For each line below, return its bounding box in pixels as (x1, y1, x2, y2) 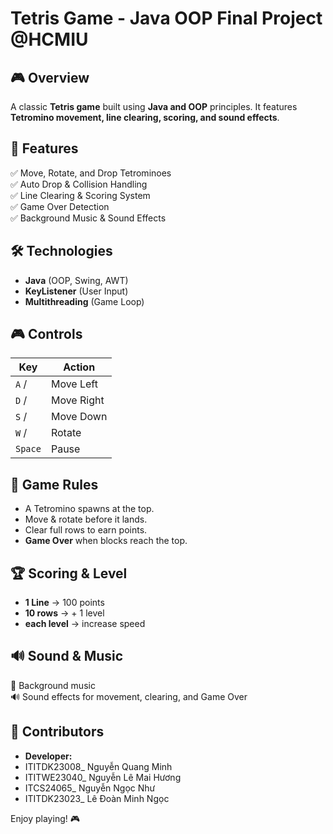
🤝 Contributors (10, 723, 105, 741)
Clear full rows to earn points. (24, 524, 148, 536)
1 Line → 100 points (24, 597, 105, 609)
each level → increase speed (24, 618, 146, 630)
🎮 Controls (10, 326, 83, 343)
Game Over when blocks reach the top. (24, 535, 188, 547)
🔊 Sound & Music (10, 648, 124, 665)
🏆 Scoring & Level (10, 565, 128, 582)
